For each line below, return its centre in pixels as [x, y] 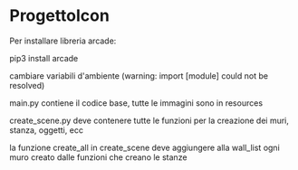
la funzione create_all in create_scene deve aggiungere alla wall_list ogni [145, 147]
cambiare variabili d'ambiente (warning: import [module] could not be [139, 76]
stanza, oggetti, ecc [47, 130]
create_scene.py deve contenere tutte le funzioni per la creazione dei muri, [149, 120]
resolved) [27, 85]
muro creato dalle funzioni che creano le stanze [98, 157]
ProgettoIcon [60, 16]
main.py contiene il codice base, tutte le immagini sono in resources [136, 103]
